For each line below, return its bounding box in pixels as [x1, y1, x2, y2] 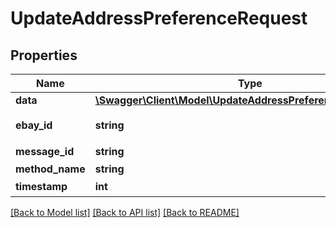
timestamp [15, 180, 68, 193]
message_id [15, 145, 75, 158]
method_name [15, 162, 86, 176]
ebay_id [15, 118, 53, 132]
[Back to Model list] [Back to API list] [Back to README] [10, 207, 240, 218]
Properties [10, 47, 78, 64]
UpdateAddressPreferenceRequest [10, 7, 308, 30]
